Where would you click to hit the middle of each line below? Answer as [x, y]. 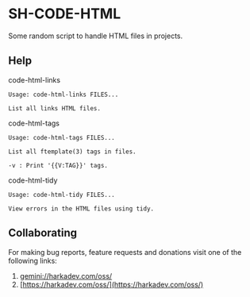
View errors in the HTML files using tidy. [81, 208]
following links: [33, 260]
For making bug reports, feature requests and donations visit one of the [125, 252]
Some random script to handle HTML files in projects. [96, 36]
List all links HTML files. [55, 108]
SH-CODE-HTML [65, 14]
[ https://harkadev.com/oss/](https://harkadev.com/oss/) [112, 284]
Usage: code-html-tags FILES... [62, 137]
